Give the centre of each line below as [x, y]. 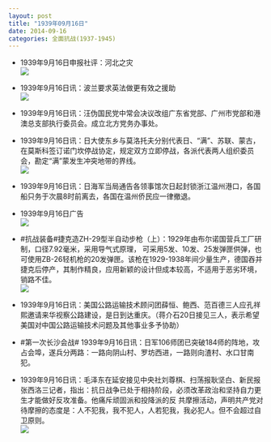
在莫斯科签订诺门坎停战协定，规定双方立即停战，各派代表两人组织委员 [137, 151]
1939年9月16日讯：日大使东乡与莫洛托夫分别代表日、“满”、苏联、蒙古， [140, 141]
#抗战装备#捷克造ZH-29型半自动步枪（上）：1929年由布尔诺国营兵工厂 [137, 239]
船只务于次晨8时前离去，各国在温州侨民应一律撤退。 [108, 196]
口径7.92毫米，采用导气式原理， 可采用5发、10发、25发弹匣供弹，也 [148, 249]
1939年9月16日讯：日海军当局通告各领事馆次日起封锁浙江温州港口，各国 [140, 187]
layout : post [30, 16]
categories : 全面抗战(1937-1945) [62, 39]
